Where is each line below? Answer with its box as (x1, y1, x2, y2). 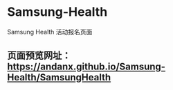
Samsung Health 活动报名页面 (7, 27, 93, 36)
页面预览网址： (7, 49, 71, 62)
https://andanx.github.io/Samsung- (7, 61, 166, 73)
